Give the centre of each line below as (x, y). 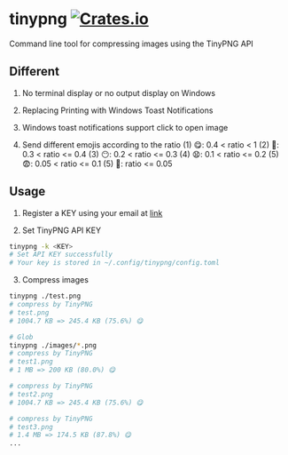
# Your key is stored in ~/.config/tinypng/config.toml (114, 263)
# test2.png (31, 394)
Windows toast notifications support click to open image (125, 127)
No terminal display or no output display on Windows (118, 92)
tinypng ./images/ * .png (53, 345)
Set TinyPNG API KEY (62, 230)
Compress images (55, 280)
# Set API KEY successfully (61, 255)
